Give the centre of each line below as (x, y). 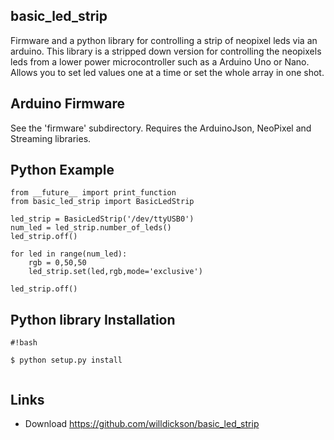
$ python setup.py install (66, 360)
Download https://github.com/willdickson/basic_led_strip (142, 424)
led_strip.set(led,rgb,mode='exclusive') (115, 272)
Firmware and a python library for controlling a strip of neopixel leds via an (164, 40)
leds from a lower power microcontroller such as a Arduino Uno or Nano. (160, 61)
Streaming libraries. (51, 138)
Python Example (62, 170)
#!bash (24, 343)
